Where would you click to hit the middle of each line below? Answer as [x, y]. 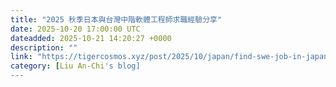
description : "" [44, 47]
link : [21, 57]
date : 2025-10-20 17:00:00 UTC [75, 29]
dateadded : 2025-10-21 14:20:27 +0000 [91, 38]
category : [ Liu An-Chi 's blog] [75, 66]
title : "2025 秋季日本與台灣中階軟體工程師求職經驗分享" [116, 19]
